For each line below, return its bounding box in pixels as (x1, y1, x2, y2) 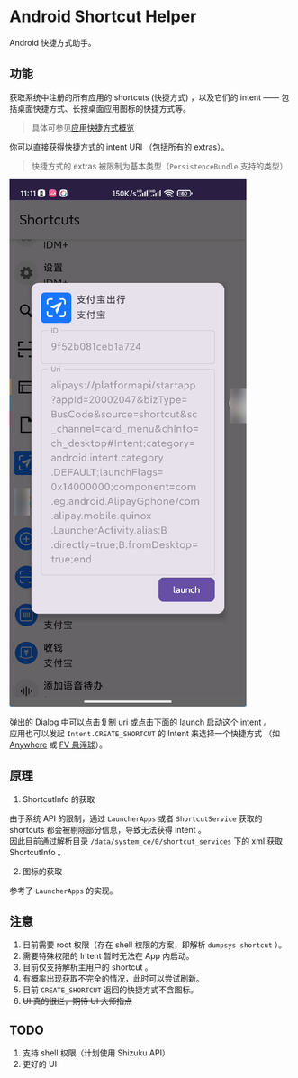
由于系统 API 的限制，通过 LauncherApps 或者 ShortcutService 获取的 (9, 813, 263, 824)
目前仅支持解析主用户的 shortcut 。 (22, 962, 153, 973)
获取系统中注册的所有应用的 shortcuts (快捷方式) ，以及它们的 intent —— (9, 92, 280, 103)
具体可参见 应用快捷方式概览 (31, 122, 135, 132)
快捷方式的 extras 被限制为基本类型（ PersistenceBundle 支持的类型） (31, 160, 288, 171)
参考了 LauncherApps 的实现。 (9, 885, 118, 896)
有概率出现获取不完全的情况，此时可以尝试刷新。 (22, 973, 204, 984)
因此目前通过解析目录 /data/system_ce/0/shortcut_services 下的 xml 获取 (9, 836, 284, 846)
